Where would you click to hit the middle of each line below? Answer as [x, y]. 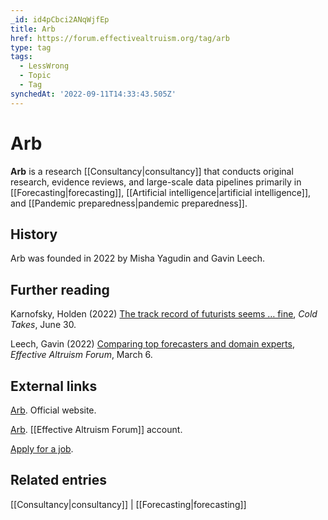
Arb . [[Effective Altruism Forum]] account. [96, 429]
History [34, 234]
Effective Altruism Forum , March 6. [81, 355]
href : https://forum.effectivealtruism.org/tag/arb [120, 38]
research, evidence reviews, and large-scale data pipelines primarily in [156, 182]
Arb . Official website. [53, 410]
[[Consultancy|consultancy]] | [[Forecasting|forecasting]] [128, 504]
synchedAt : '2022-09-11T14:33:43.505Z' [93, 94]
